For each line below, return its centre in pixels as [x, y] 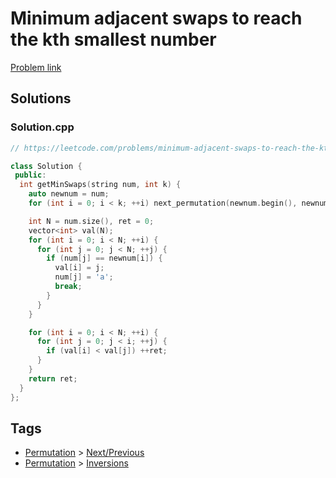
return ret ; [53, 378]
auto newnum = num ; [69, 194]
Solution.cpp [42, 127]
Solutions [41, 98]
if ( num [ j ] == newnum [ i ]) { [104, 258]
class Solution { [46, 166]
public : [30, 175]
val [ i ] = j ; [79, 268]
